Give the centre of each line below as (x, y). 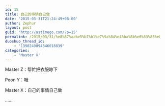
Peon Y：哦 (17, 80)
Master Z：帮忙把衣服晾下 (31, 69)
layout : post (18, 28)
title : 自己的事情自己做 (27, 14)
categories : (17, 50)
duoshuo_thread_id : (25, 42)
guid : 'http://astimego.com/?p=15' (41, 32)
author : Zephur (21, 23)
